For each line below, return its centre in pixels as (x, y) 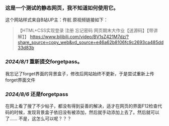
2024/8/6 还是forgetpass (37, 94)
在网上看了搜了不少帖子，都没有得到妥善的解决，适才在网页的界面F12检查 (81, 106)
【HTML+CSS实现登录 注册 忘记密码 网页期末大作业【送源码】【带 (85, 31)
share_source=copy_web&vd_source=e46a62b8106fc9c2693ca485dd (91, 42)
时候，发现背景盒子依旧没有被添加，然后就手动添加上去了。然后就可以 (87, 112)
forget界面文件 (20, 80)
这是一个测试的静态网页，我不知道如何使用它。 (62, 8)
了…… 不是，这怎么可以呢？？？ (38, 118)
